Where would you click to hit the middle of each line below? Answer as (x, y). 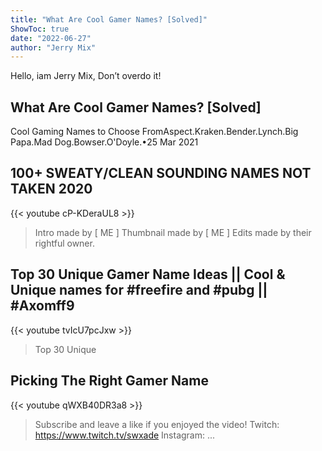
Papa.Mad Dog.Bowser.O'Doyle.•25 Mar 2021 (104, 142)
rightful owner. (64, 243)
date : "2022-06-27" (51, 38)
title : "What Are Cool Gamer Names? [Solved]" (109, 19)
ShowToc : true (40, 29)
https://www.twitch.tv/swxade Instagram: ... (125, 435)
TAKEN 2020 (51, 189)
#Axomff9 (42, 306)
